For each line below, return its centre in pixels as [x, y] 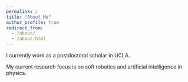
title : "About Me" [29, 17]
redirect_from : [25, 28]
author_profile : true [33, 22]
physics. [16, 73]
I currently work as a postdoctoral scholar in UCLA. [68, 55]
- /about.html [29, 39]
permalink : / [22, 11]
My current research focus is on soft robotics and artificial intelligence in [94, 67]
